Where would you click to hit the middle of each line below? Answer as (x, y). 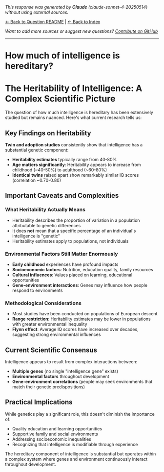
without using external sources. (37, 12)
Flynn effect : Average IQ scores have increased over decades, (75, 330)
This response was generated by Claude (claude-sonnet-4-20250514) (76, 7)
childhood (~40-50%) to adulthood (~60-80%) (60, 170)
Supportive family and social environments (55, 434)
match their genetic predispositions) (49, 387)
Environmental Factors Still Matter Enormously (61, 254)
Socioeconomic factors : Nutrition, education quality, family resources (83, 269)
